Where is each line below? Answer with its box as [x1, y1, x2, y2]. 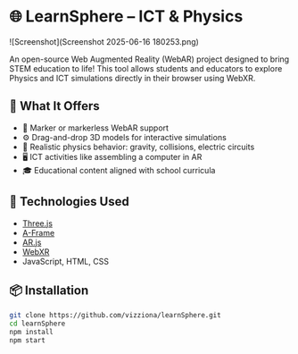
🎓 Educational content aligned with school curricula [21, 164, 216, 175]
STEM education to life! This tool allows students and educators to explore [9, 63, 283, 73]
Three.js [21, 217, 54, 229]
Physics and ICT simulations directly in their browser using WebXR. [9, 72, 256, 83]
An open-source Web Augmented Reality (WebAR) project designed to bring [9, 54, 290, 64]
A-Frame [21, 227, 55, 238]
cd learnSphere [9, 319, 66, 328]
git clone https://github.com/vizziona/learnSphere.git [9, 311, 221, 320]
